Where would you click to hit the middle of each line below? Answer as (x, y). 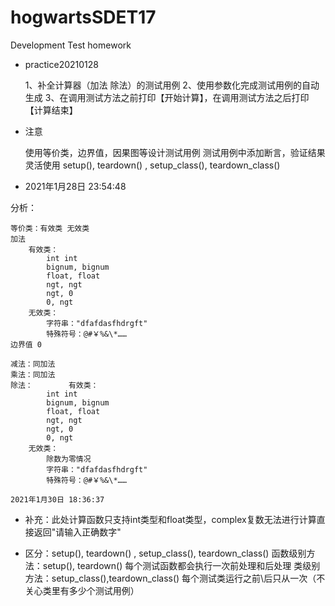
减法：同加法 (33, 364)
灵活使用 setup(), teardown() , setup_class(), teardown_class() (152, 165)
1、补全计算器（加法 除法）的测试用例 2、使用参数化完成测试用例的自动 (172, 85)
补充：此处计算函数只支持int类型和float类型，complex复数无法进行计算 (170, 519)
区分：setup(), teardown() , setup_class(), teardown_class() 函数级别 (165, 553)
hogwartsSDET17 (83, 17)
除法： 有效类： (54, 385)
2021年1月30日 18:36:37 (57, 499)
